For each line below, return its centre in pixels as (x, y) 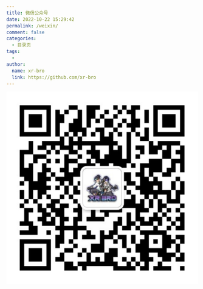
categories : (21, 39)
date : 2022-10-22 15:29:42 (40, 19)
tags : (13, 52)
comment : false (26, 32)
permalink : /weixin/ (33, 26)
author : (16, 64)
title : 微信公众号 (27, 13)
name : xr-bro (28, 71)
